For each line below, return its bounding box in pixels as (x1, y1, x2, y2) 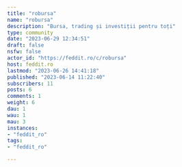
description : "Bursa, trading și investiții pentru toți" (7, 23, 176, 29)
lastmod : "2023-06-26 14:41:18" (7, 67, 99, 74)
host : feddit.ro (7, 61, 53, 68)
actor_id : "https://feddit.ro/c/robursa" (7, 55, 127, 62)
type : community (7, 29, 53, 36)
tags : (7, 138, 23, 144)
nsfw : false (7, 49, 41, 55)
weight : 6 (7, 99, 36, 106)
